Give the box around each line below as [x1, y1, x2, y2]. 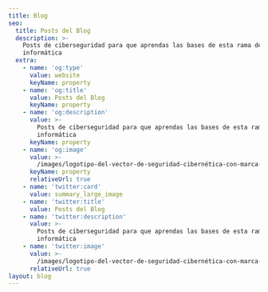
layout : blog [8, 272, 52, 280]
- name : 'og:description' [22, 109, 109, 117]
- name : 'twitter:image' [22, 242, 105, 250]
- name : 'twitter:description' [22, 213, 127, 221]
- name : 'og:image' [22, 146, 88, 154]
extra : [15, 57, 37, 65]
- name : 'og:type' [22, 64, 84, 72]
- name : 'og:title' [22, 86, 88, 94]
